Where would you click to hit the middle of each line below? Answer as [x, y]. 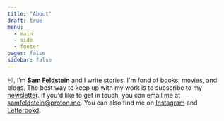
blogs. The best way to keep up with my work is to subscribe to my [105, 87]
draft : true [25, 21]
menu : [15, 27]
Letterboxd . [24, 110]
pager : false [26, 54]
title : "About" [30, 14]
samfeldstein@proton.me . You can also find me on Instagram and [102, 103]
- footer [26, 47]
